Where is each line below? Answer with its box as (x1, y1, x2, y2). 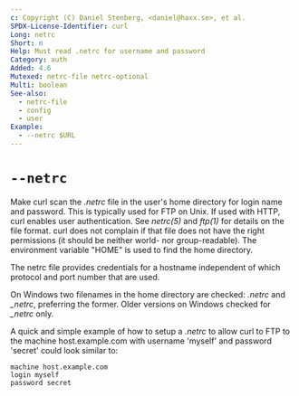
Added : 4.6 (10, 64, 52, 73)
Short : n (10, 38, 43, 48)
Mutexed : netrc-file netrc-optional (10, 72, 149, 81)
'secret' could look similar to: (10, 344, 119, 355)
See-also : (10, 89, 48, 98)
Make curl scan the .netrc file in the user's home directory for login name (10, 196, 284, 207)
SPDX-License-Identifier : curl (10, 22, 129, 31)
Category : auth (10, 55, 68, 64)
